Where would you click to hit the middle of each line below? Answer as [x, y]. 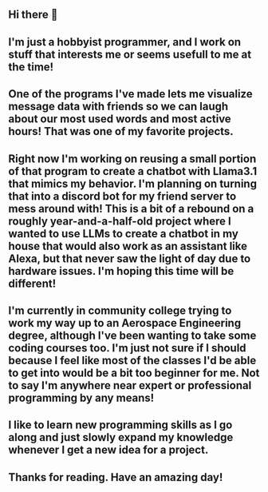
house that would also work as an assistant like [128, 246]
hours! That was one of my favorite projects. [121, 131]
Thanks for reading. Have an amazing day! [116, 477]
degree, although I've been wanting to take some [132, 335]
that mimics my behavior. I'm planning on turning [133, 183]
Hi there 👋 [33, 15]
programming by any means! [81, 397]
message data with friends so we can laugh [118, 107]
